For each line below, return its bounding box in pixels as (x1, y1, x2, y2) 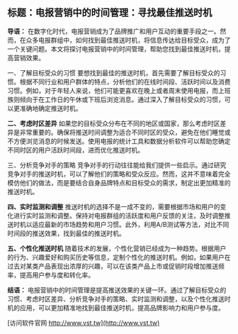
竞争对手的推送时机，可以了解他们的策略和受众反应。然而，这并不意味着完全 (7, 169, 231, 178)
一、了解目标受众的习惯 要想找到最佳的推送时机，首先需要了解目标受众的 (7, 68, 220, 77)
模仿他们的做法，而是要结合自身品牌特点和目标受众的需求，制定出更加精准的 (7, 178, 231, 187)
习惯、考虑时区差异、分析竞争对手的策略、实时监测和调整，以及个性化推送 (7, 294, 225, 303)
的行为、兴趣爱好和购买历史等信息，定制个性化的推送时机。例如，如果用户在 (7, 252, 231, 261)
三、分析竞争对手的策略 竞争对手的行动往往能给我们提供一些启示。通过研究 (7, 160, 227, 169)
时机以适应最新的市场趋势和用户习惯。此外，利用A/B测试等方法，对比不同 (13, 220, 229, 228)
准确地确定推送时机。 (19, 104, 82, 112)
